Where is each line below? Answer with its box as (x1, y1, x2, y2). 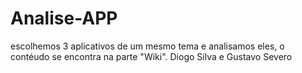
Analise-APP (10, 7, 118, 30)
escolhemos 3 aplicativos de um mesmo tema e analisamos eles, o (10, 40, 285, 52)
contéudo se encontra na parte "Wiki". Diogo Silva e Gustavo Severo (10, 50, 293, 62)
